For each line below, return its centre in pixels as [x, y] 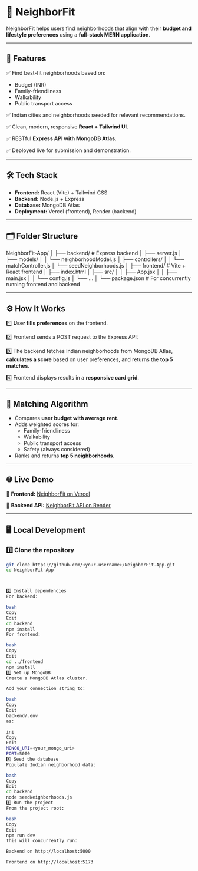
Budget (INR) [30, 84]
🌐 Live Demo [30, 480]
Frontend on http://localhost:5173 [50, 862]
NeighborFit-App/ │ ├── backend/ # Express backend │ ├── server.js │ [94, 253]
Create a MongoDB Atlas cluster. [47, 678]
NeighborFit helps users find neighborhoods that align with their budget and [99, 28]
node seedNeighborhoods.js [39, 797]
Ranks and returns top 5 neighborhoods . [65, 456]
